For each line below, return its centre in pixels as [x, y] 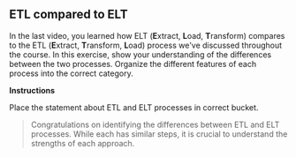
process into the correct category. [72, 73]
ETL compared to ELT [68, 15]
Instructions [32, 90]
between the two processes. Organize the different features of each [133, 64]
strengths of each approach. [83, 143]
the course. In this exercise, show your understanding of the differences [140, 54]
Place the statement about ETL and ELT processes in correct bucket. [134, 107]
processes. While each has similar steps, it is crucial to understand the [159, 134]
